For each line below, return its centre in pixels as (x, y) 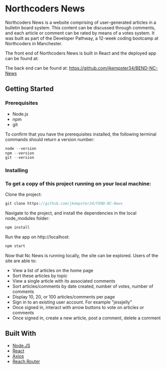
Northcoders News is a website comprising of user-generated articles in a (81, 22)
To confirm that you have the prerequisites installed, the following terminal (81, 134)
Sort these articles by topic (40, 276)
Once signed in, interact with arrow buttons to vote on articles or (78, 307)
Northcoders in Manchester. (34, 43)
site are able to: (21, 261)
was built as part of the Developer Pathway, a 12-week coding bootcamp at (82, 38)
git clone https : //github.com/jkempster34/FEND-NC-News (64, 204)
